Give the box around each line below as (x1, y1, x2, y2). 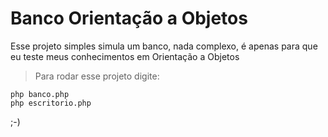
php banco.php (10, 89, 70, 99)
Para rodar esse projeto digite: (34, 70, 160, 82)
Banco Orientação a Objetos (10, 7, 248, 30)
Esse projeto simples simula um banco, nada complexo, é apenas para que (10, 40, 318, 52)
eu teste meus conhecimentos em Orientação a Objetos (10, 50, 240, 62)
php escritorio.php (10, 98, 92, 108)
